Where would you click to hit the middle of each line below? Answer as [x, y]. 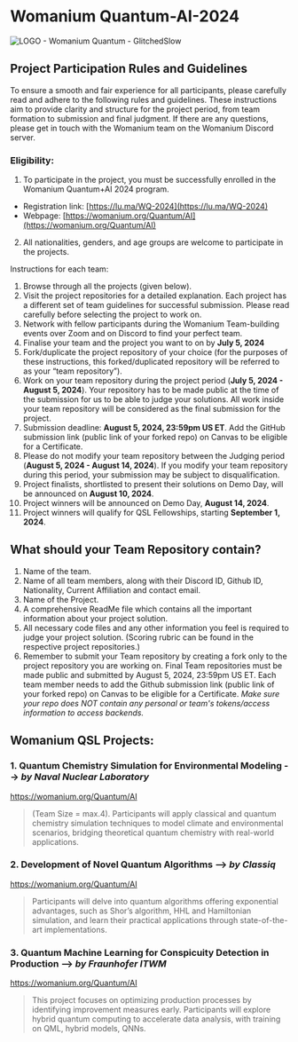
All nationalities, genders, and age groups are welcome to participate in [153, 242]
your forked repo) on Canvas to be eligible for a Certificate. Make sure [151, 693]
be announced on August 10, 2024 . [88, 493]
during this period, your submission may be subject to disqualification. [151, 475]
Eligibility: [32, 160]
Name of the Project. [61, 599]
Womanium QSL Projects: [82, 741]
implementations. [75, 929]
